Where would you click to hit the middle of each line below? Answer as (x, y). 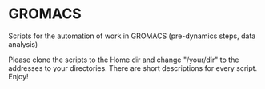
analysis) (23, 44)
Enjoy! (19, 76)
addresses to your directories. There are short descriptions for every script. (133, 68)
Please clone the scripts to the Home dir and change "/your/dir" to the (124, 60)
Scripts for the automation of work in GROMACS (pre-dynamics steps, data (132, 36)
